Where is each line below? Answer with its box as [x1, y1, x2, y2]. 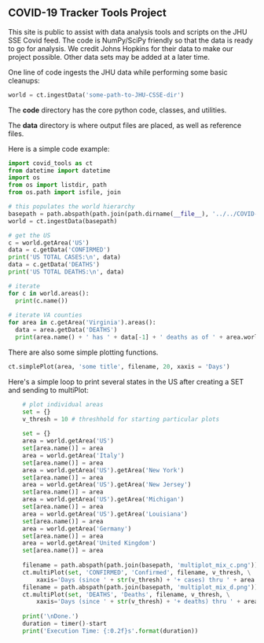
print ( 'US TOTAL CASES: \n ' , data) [8, 253, 122, 262]
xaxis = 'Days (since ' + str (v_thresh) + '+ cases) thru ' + [36, 575, 237, 584]
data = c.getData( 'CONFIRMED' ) [8, 246, 111, 254]
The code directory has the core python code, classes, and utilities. [8, 105, 227, 115]
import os [8, 174, 41, 182]
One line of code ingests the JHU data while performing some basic [8, 67, 228, 77]
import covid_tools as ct [8, 159, 93, 167]
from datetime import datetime [8, 167, 111, 175]
